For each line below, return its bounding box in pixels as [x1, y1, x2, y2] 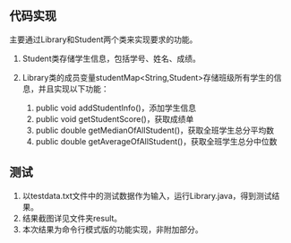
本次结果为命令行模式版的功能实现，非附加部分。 [21, 223, 203, 235]
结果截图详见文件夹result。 [21, 213, 123, 223]
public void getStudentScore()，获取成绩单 [35, 113, 194, 124]
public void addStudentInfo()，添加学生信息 [35, 102, 197, 113]
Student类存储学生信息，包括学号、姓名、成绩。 [21, 53, 201, 64]
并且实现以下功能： [38, 83, 109, 94]
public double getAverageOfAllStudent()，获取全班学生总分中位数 [35, 135, 278, 146]
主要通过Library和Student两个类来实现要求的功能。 [9, 34, 198, 45]
